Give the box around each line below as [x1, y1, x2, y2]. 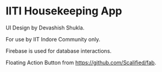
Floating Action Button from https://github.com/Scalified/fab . [5, 59, 157, 66]
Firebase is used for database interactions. [5, 47, 112, 55]
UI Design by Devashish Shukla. [5, 24, 85, 31]
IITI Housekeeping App [5, 4, 122, 18]
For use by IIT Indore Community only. [5, 35, 101, 43]
